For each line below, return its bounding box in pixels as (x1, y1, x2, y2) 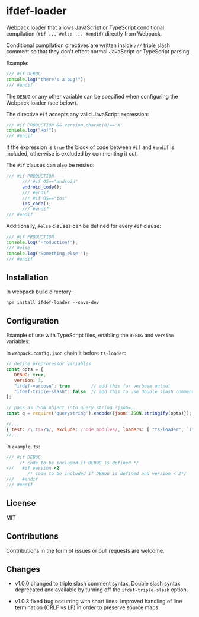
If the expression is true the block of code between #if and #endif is (6, 144, 175, 151)
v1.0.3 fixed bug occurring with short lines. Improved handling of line (14, 598, 182, 605)
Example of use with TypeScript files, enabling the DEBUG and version (6, 331, 174, 339)
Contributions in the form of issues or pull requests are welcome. (6, 547, 165, 554)
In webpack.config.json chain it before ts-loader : (6, 349, 126, 357)
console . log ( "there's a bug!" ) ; (6, 76, 86, 83)
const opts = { (6, 366, 44, 372)
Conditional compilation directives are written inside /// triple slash (6, 42, 171, 49)
